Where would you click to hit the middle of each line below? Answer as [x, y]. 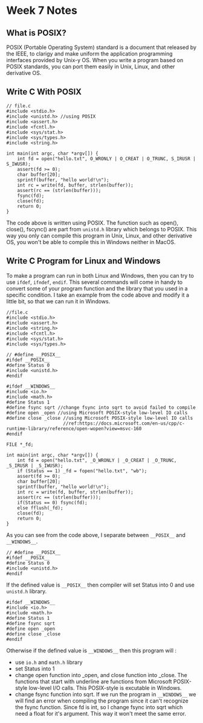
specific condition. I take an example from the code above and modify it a [98, 295]
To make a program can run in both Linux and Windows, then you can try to [100, 275]
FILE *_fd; [20, 445]
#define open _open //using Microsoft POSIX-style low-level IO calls [97, 413]
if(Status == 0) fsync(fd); [52, 503]
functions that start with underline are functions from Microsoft [93, 681]
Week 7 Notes [42, 11]
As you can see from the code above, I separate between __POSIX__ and [96, 535]
